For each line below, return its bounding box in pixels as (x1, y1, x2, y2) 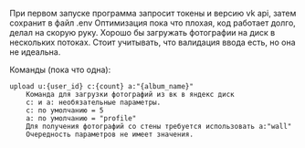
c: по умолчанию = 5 (26, 106, 104, 115)
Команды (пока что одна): (9, 64, 111, 75)
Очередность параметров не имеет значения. (26, 130, 195, 139)
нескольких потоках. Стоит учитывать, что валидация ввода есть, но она (9, 37, 296, 48)
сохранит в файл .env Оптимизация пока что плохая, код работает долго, (9, 17, 297, 28)
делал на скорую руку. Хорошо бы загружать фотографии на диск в (9, 27, 276, 37)
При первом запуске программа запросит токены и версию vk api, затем (9, 8, 297, 18)
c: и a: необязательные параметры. (26, 98, 162, 107)
